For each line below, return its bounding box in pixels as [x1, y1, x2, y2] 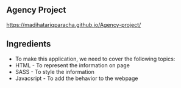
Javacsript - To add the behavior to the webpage [15, 75, 138, 82]
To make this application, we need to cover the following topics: [15, 55, 176, 62]
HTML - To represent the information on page [15, 61, 130, 69]
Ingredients [6, 39, 51, 50]
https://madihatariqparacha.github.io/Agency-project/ [6, 21, 141, 28]
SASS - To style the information [15, 68, 94, 75]
